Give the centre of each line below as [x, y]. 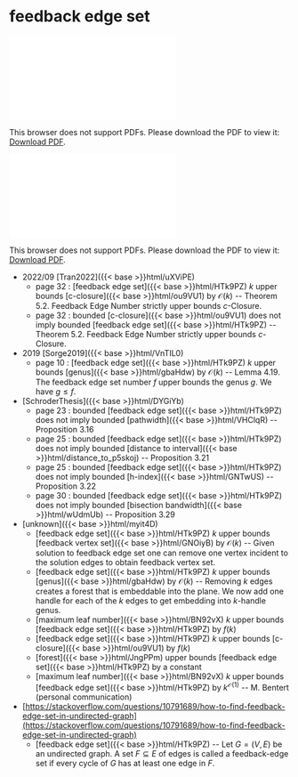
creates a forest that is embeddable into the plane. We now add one [160, 591]
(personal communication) [84, 697]
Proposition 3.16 [64, 429]
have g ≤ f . [56, 391]
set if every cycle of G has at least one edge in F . [125, 763]
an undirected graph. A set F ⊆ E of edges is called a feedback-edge [162, 753]
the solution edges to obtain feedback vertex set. [125, 562]
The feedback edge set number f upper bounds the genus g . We [153, 382]
